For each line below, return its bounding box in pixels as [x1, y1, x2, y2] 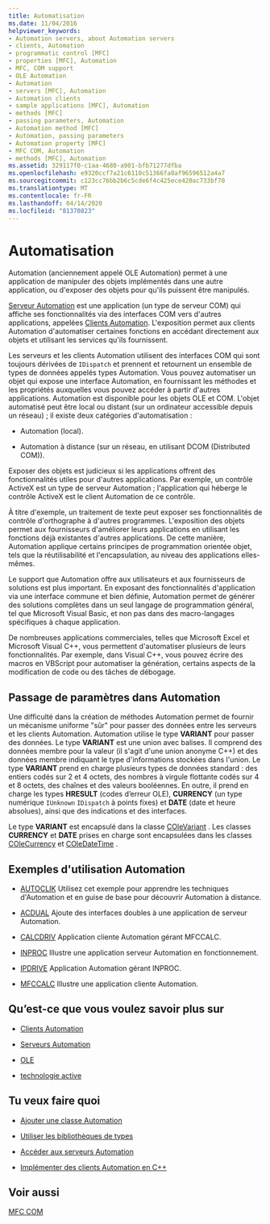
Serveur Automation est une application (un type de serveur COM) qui [8, 301, 242, 310]
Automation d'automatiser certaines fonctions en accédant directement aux [8, 327, 260, 336]
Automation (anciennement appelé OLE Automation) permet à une [8, 268, 228, 278]
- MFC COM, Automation [8, 147, 85, 155]
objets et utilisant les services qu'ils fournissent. [8, 335, 168, 345]
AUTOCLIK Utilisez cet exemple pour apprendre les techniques [19, 884, 230, 893]
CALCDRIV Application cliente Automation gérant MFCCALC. [19, 932, 222, 942]
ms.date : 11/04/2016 [8, 19, 78, 27]
